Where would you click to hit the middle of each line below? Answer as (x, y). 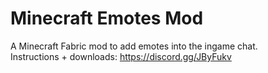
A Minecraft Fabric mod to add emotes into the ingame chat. (134, 46)
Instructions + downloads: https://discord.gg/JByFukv (121, 56)
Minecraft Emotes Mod (107, 18)
